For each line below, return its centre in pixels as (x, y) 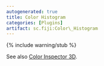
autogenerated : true (32, 12)
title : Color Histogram (36, 17)
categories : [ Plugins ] (35, 23)
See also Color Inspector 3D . (42, 56)
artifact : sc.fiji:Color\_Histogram (52, 28)
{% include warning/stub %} (41, 45)
